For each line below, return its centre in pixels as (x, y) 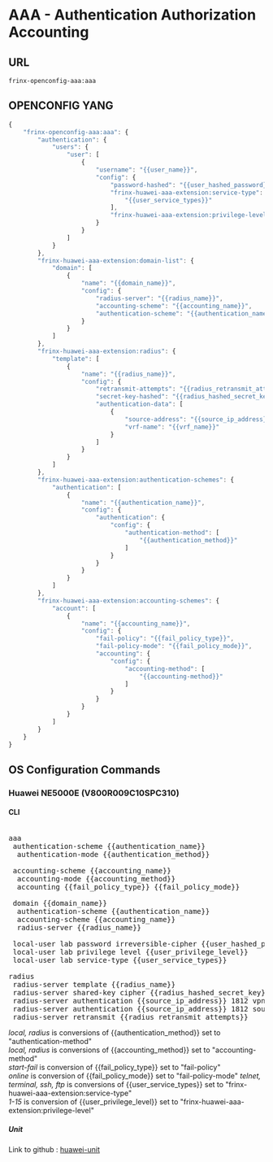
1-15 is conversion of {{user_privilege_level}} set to (93, 1101)
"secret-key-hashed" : (132, 397)
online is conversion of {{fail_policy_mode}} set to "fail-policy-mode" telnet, (135, 1076)
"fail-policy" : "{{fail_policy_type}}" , (165, 639)
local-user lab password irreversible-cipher (105, 944)
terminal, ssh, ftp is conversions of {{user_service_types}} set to (116, 1084)
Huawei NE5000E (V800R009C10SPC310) (94, 793)
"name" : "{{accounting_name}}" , (136, 624)
